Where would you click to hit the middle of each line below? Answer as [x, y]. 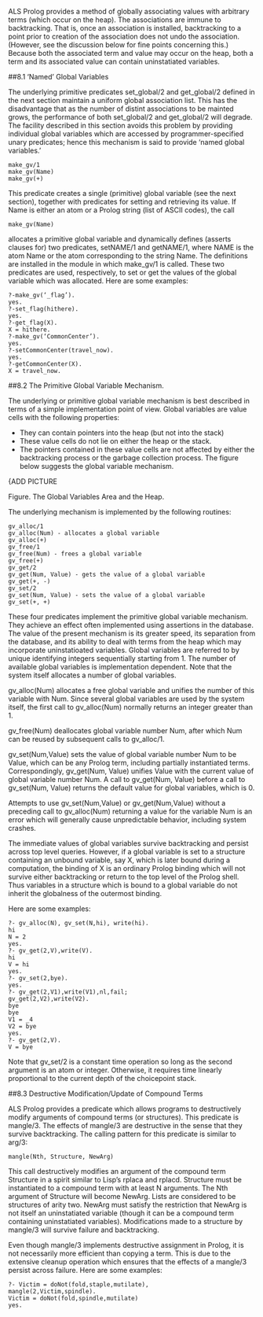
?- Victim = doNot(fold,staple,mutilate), [79, 1285]
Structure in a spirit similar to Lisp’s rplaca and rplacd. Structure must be [125, 1180]
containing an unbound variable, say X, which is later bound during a [119, 860]
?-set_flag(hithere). [44, 309]
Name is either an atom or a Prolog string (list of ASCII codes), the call [121, 210]
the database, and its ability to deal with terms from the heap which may [125, 642]
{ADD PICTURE [33, 481]
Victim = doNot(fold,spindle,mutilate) [73, 1298]
